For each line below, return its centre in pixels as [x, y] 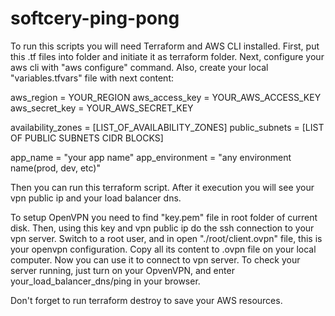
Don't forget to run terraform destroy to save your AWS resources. [146, 300]
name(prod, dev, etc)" [55, 168]
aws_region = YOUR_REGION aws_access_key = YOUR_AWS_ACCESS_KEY [166, 97]
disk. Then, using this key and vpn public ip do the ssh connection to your [162, 228]
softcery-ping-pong [95, 18]
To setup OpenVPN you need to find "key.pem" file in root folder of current [164, 217]
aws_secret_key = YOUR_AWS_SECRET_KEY [102, 108]
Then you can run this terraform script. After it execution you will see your [162, 187]
